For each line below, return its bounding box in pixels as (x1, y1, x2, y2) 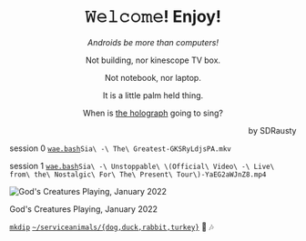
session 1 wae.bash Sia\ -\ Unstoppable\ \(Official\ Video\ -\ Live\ (9, 160, 275, 171)
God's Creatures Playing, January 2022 (9, 203, 158, 215)
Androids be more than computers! (87, 36, 219, 47)
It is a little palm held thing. (102, 89, 204, 101)
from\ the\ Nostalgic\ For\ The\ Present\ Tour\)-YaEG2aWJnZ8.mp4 (9, 170, 267, 179)
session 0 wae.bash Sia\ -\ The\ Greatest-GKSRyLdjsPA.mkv (9, 143, 232, 154)
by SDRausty (248, 125, 297, 136)
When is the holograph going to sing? (83, 107, 223, 118)
